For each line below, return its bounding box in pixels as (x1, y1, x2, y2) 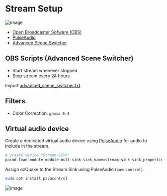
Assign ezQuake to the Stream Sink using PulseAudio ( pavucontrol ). (5, 167, 144, 173)
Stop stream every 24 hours (12, 73, 70, 79)
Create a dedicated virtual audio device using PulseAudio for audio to (5, 138, 148, 144)
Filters (5, 97, 26, 105)
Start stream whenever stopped (12, 67, 78, 73)
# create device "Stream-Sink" (5, 153, 70, 158)
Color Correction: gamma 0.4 (12, 110, 70, 116)
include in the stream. (5, 143, 50, 149)
